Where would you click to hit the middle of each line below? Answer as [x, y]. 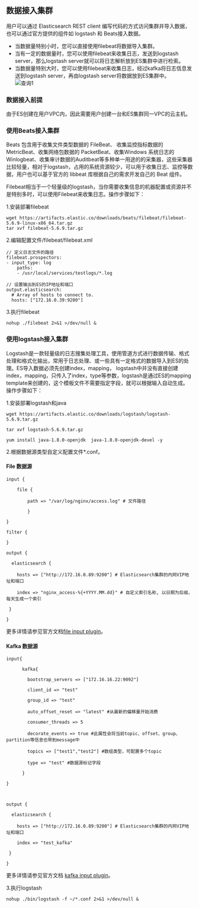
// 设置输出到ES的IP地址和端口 [40, 285]
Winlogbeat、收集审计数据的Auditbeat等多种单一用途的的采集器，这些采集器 [99, 159]
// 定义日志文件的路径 [30, 253]
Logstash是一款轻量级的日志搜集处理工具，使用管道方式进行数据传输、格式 [98, 353]
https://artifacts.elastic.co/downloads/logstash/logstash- [95, 414]
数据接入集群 [30, 11]
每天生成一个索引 [24, 599]
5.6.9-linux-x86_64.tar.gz [39, 223]
